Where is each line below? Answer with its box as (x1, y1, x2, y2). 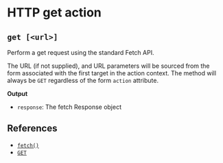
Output (7, 90, 28, 97)
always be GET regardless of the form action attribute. (7, 77, 159, 84)
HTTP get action (7, 5, 102, 21)
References (7, 123, 58, 134)
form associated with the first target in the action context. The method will (7, 69, 217, 77)
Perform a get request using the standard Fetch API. (7, 49, 154, 56)
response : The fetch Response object (16, 103, 122, 111)
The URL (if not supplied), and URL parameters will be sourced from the (7, 62, 211, 70)
